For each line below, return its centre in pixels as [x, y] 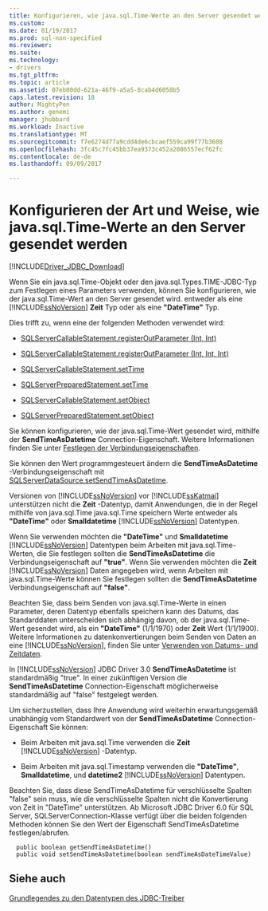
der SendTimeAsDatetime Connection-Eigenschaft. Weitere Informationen [132, 440]
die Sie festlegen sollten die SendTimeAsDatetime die [126, 554]
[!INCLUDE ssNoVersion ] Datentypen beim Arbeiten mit [99, 545]
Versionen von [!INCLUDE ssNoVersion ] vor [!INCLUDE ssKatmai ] [114, 496]
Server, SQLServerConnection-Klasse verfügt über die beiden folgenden [128, 816]
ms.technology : [34, 61]
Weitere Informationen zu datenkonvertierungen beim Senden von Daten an [133, 637]
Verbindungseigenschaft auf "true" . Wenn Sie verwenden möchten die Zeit [133, 562]
